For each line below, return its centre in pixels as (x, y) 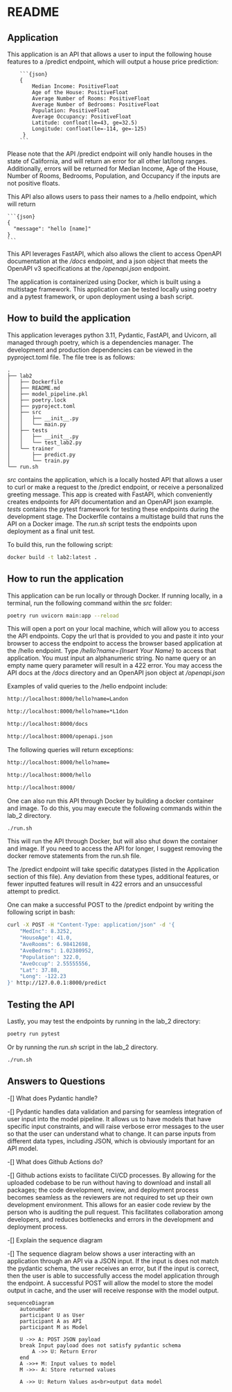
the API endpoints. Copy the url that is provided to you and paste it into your (115, 636)
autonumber (35, 1309)
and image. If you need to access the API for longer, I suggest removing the (115, 848)
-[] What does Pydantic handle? (53, 1098)
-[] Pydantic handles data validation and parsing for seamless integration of (115, 1112)
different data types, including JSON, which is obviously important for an (111, 1141)
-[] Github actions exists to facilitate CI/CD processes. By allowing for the (111, 1175)
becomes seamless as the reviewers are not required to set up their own (110, 1197)
